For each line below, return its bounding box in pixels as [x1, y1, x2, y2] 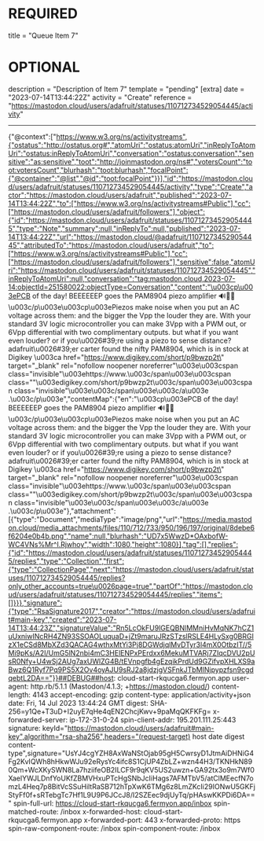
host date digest [192, 732, 245, 741]
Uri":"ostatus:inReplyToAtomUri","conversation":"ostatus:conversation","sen [8, 149, 254, 158]
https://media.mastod [182, 514, 253, 523]
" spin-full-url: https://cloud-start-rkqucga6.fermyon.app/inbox [8, 799, 212, 808]
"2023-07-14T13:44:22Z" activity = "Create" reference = [8, 92, 192, 102]
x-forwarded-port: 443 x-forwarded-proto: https [83, 815, 241, 824]
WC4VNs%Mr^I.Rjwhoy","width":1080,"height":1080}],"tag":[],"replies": [8, 539, 238, 549]
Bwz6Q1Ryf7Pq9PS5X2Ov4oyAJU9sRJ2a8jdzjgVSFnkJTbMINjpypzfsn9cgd [8, 665, 254, 674]
